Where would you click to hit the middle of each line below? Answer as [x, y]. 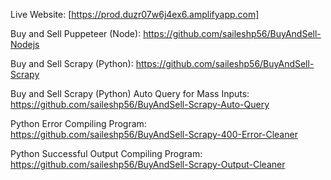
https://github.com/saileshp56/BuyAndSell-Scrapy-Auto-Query [140, 104]
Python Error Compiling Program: [78, 123]
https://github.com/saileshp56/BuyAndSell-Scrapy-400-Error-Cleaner [154, 134]
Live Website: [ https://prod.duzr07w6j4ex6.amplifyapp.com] [135, 14]
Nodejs [25, 44]
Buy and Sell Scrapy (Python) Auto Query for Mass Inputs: [130, 93]
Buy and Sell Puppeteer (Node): [76, 33]
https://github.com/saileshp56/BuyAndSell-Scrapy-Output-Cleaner [148, 164]
